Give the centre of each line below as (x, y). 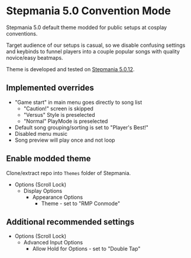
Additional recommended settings (70, 222)
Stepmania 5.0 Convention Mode (89, 11)
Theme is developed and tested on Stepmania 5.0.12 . (70, 69)
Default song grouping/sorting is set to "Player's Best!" (82, 127)
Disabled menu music (41, 133)
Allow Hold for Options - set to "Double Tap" (86, 249)
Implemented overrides (50, 88)
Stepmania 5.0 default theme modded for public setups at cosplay (87, 27)
